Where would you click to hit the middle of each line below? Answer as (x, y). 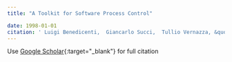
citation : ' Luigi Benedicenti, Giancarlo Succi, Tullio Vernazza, (109, 32)
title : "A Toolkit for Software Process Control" (80, 13)
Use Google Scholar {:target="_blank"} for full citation (83, 51)
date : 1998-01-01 (32, 26)
